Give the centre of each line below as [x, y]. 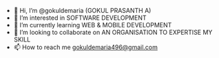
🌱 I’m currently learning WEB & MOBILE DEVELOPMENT [93, 25]
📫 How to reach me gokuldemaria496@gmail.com [86, 47]
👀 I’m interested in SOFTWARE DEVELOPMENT [80, 18]
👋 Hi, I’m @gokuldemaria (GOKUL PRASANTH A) [82, 11]
